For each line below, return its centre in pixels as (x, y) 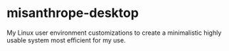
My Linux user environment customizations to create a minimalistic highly (114, 33)
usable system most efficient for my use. (66, 40)
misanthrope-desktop (73, 13)
